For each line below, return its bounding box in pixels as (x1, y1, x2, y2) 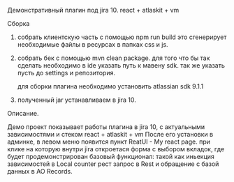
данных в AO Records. (7, 167, 73, 175)
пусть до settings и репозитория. (17, 69, 116, 77)
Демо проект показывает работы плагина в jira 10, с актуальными (7, 123, 205, 131)
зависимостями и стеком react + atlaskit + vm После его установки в (7, 130, 214, 138)
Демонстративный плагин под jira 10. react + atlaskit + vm (7, 6, 180, 14)
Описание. (7, 109, 39, 117)
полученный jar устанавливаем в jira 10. (17, 96, 136, 104)
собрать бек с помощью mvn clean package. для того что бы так (17, 54, 210, 62)
